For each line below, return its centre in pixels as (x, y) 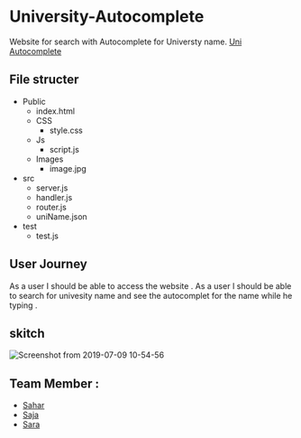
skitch (27, 333)
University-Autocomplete (107, 17)
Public (34, 101)
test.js (47, 236)
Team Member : (54, 383)
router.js (51, 207)
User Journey (48, 264)
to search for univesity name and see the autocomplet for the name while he (151, 295)
